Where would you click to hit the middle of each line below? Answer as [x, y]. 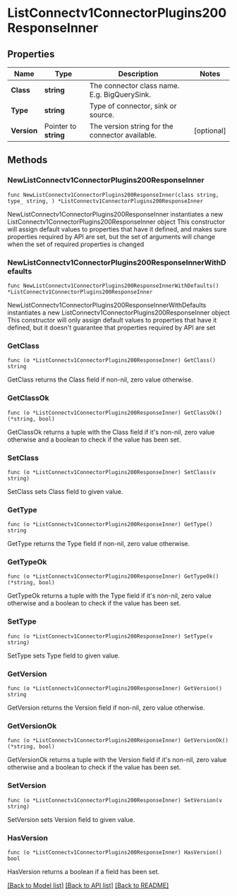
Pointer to [61, 126]
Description [138, 74]
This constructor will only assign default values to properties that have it [112, 320]
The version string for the [132, 126]
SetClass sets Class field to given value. [65, 491]
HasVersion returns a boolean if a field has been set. [84, 871]
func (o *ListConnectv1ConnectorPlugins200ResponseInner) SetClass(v [112, 472]
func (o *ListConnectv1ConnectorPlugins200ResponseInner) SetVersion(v [115, 800]
